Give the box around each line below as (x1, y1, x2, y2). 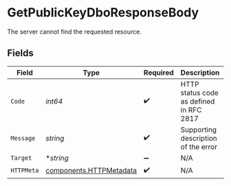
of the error (180, 142, 218, 152)
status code (180, 88, 219, 97)
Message (10, 134, 36, 142)
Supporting (180, 125, 217, 135)
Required (143, 67, 174, 77)
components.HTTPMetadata (45, 166, 137, 176)
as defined (180, 96, 215, 106)
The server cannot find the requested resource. (7, 27, 142, 36)
